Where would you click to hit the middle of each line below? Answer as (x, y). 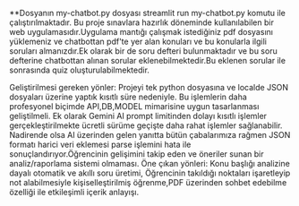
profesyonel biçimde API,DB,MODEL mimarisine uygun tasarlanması (134, 106)
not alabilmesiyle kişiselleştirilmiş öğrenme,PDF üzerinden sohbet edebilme (148, 182)
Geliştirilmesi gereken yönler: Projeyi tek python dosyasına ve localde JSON (149, 87)
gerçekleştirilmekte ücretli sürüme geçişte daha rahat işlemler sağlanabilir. (146, 125)
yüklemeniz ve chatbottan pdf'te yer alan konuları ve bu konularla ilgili (138, 41)
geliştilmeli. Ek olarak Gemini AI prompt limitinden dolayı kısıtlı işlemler (138, 116)
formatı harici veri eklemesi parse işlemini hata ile (100, 144)
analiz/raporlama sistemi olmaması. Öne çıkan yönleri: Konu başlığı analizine (150, 163)
